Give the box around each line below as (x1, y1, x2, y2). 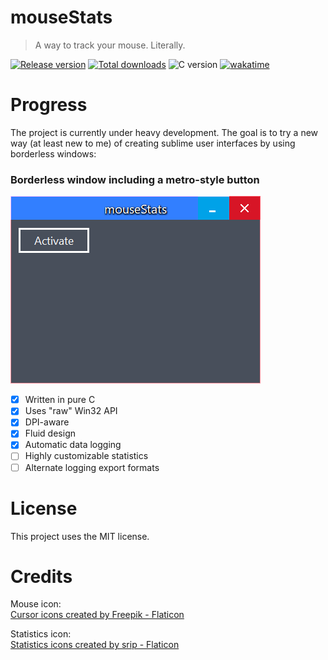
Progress (10, 94, 88, 116)
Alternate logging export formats (24, 461, 160, 473)
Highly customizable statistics (24, 450, 149, 462)
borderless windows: (10, 147, 97, 160)
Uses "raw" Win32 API (24, 405, 118, 417)
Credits (10, 565, 73, 588)
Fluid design (24, 427, 76, 440)
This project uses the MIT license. (10, 530, 150, 542)
